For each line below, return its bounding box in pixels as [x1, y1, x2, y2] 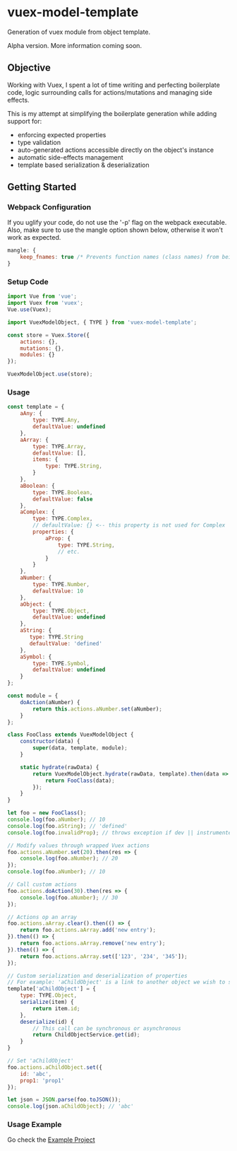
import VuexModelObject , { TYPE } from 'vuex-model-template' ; [7, 319, 197, 326]
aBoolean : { [20, 482, 55, 489]
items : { [32, 456, 59, 463]
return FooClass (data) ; [44, 777, 115, 784]
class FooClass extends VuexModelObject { [7, 731, 134, 739]
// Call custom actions [7, 881, 78, 888]
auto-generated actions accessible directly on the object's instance [17, 146, 214, 154]
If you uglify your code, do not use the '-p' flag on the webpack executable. [7, 218, 227, 227]
